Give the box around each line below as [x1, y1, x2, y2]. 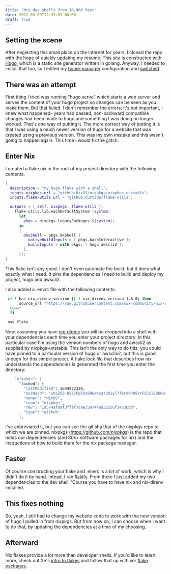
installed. [5, 484, 24, 490]
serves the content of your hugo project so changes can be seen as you [5, 99, 157, 105]
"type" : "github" [23, 410, 60, 415]
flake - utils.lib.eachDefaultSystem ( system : [14, 209, 110, 214]
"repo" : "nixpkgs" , [23, 400, 65, 405]
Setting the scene [5, 36, 63, 44]
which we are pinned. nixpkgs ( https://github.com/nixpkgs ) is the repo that [5, 429, 162, 435]
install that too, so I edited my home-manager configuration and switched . [5, 66, 161, 72]
